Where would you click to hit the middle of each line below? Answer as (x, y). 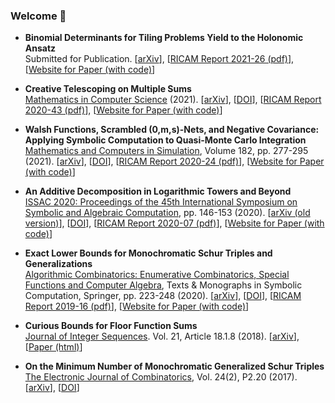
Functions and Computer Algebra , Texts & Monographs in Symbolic (163, 285)
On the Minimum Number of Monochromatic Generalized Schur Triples (174, 366)
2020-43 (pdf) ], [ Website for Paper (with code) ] (123, 110)
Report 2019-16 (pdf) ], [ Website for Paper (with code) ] (137, 306)
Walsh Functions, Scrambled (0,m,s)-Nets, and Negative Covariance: (172, 130)
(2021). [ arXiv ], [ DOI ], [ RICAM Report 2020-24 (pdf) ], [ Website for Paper (174, 161)
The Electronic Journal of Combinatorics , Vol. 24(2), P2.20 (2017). (161, 377)
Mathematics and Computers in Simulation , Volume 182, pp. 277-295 (166, 151)
